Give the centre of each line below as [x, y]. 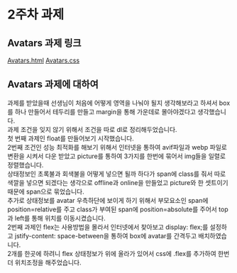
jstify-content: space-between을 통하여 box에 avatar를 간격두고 [106, 235]
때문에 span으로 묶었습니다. [46, 191]
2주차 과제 [36, 15]
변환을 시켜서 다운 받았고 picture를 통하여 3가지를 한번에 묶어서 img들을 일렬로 [116, 156]
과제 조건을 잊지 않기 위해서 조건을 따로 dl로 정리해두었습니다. [92, 129]
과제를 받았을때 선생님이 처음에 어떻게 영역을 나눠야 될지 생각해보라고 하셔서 [112, 103]
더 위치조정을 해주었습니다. [44, 262]
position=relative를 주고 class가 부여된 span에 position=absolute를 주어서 [112, 209]
